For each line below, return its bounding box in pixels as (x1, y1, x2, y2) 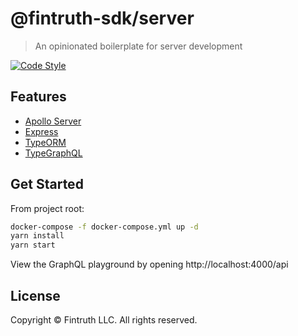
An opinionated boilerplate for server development (34, 40, 243, 52)
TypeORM (24, 136, 67, 148)
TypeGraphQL (24, 147, 83, 159)
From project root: (10, 202, 85, 214)
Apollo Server (24, 115, 82, 127)
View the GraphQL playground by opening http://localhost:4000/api (10, 258, 289, 271)
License (10, 287, 61, 304)
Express (24, 125, 59, 137)
